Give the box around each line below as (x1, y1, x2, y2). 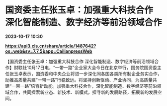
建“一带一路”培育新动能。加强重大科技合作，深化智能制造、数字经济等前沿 (5, 83, 158, 89)
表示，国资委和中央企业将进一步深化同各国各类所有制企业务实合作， (22, 71, 162, 76)
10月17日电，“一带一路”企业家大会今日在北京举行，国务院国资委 (26, 65, 158, 71)
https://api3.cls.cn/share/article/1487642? (5, 43, 96, 49)
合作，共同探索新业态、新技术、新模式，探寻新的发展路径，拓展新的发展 (9, 89, 158, 95)
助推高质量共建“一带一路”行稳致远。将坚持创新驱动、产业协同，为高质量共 (5, 77, 158, 83)
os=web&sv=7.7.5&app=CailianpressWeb (5, 48, 92, 54)
